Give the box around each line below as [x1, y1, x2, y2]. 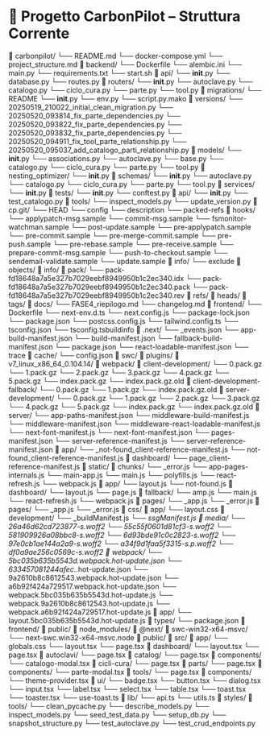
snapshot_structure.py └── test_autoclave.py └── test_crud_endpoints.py [8, 718, 256, 728]
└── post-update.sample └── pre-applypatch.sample [71, 221, 251, 232]
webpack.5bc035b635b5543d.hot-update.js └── [8, 589, 173, 599]
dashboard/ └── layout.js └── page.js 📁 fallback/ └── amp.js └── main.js [8, 487, 258, 497]
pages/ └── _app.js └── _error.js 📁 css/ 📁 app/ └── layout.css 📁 [8, 504, 226, 514]
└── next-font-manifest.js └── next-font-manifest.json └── [8, 427, 210, 437]
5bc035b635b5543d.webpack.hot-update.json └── [8, 556, 183, 565]
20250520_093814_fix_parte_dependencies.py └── [8, 110, 181, 120]
